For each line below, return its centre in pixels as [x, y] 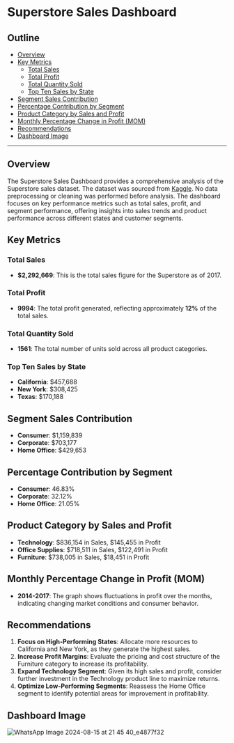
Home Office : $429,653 [52, 451]
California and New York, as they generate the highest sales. [104, 649]
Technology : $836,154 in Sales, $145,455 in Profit [89, 542]
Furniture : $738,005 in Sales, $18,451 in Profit [83, 557]
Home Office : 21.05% [48, 504]
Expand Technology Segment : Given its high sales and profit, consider [119, 671]
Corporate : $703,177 [47, 443]
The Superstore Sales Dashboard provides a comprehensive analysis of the [116, 181]
